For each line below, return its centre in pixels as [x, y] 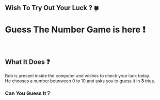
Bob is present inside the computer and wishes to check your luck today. [78, 76]
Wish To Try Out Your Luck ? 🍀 [52, 8]
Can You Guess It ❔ [28, 93]
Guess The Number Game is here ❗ [75, 30]
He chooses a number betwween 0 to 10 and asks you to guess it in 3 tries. [80, 81]
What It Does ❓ [28, 62]
